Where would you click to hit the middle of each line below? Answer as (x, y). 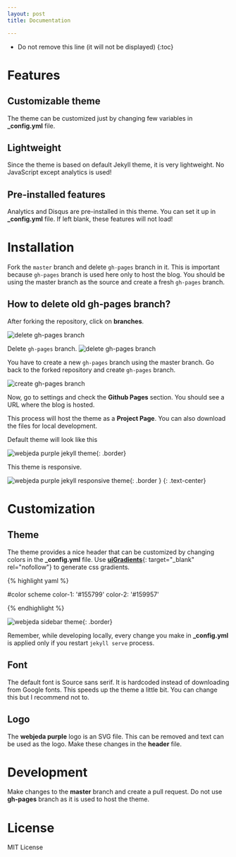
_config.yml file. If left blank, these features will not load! (90, 219)
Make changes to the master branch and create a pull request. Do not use (115, 792)
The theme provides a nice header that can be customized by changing (111, 552)
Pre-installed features (56, 194)
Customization (51, 509)
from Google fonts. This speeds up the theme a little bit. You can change (112, 690)
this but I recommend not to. (48, 697)
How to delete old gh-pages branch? (89, 304)
